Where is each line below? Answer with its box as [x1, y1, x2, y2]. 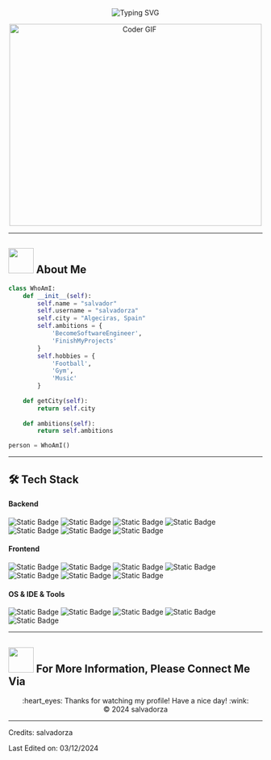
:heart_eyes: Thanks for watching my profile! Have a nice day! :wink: [22, 696, 249, 705]
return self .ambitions [37, 427, 114, 435]
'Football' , [51, 359, 92, 367]
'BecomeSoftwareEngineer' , [51, 330, 143, 338]
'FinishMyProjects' [51, 337, 117, 345]
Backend [8, 499, 39, 509]
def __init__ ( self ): [23, 292, 92, 300]
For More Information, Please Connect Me [35, 661, 251, 675]
